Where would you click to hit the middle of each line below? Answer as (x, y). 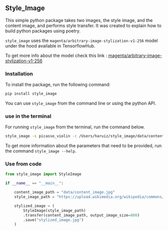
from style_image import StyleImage (43, 174)
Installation (19, 73)
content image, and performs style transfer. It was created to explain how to (83, 25)
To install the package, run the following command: (58, 85)
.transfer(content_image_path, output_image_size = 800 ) (81, 215)
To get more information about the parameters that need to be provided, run (83, 146)
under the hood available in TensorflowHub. (50, 46)
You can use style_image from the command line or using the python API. (81, 103)
